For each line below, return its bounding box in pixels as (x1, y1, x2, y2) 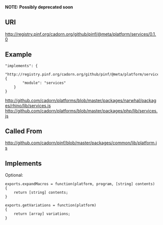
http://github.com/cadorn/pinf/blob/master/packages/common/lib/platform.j (5, 140, 157, 146)
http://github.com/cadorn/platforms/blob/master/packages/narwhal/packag (5, 97, 157, 103)
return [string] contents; (14, 190, 68, 195)
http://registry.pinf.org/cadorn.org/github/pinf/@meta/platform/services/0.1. (5, 31, 156, 37)
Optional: (5, 172, 23, 178)
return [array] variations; (14, 211, 70, 216)
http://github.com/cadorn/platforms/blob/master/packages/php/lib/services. (5, 108, 158, 113)
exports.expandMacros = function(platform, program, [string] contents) (5, 182, 155, 187)
